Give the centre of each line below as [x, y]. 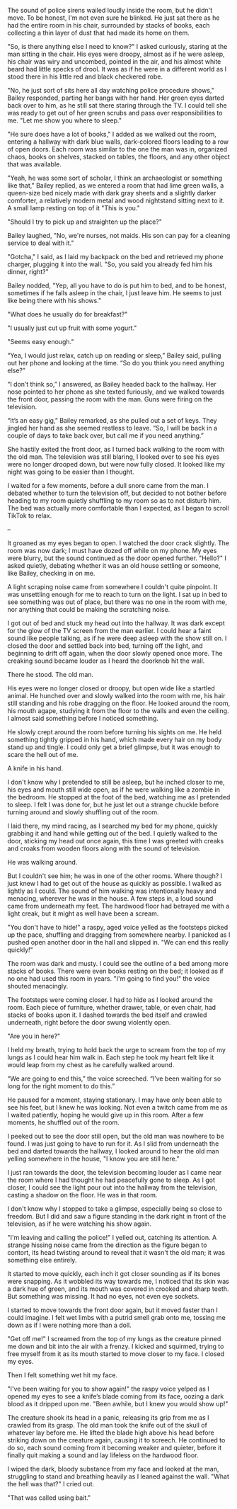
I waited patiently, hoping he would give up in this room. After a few [105, 1115]
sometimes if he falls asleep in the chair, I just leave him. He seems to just [115, 293]
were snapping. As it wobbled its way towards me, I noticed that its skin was [118, 1281]
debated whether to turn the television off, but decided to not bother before [117, 493]
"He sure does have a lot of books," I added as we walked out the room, [112, 134]
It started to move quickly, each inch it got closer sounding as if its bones [114, 1274]
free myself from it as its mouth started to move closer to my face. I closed [116, 1354]
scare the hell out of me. [43, 754]
